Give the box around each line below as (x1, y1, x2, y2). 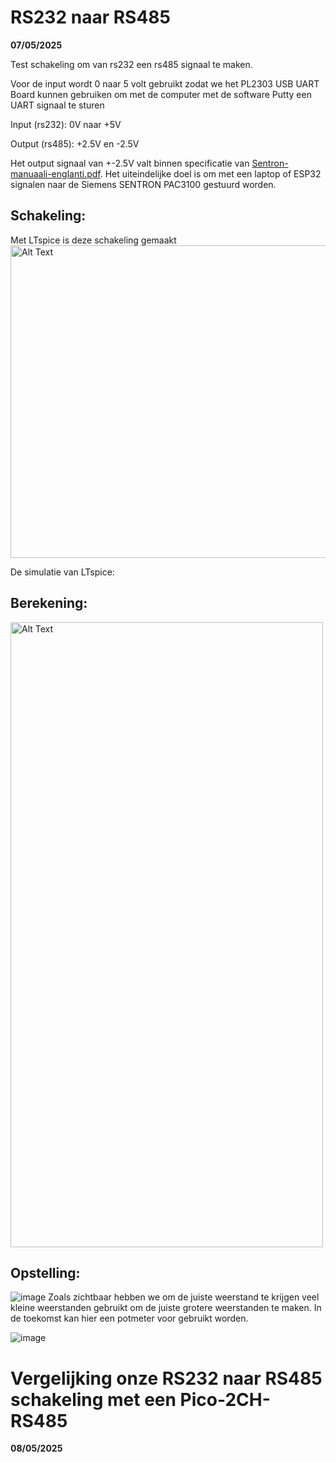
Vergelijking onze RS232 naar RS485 (10, 1367, 323, 1390)
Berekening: (10, 595, 88, 612)
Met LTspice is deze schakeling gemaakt (10, 234, 177, 246)
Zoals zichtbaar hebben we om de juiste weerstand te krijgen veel (48, 1291, 320, 1303)
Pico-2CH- (179, 1388, 271, 1411)
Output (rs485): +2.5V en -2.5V (10, 137, 140, 150)
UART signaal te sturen (10, 99, 105, 111)
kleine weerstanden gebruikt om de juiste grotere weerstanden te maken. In (10, 1302, 322, 1314)
